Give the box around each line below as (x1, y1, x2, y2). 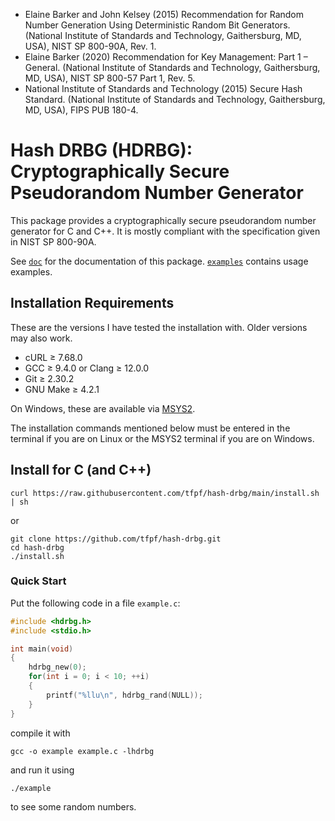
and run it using (10, 764, 75, 776)
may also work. (10, 332, 73, 344)
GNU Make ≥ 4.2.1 (24, 383, 100, 395)
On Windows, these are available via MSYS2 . (10, 402, 196, 414)
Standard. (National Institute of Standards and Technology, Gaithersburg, (24, 94, 326, 105)
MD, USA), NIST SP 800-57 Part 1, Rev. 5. (24, 72, 196, 84)
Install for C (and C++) (10, 462, 152, 479)
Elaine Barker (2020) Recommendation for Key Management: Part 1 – (24, 51, 308, 63)
